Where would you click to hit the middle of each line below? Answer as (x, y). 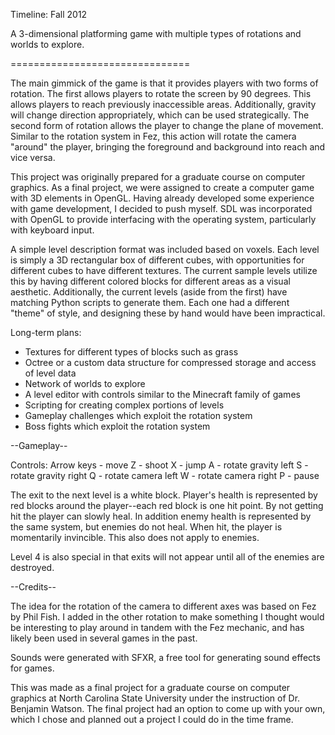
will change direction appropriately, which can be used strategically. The (160, 115)
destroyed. (32, 567)
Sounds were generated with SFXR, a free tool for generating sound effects (165, 657)
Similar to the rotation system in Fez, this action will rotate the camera (153, 136)
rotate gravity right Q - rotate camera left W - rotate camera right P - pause (165, 475)
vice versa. (33, 157)
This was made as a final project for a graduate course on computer (150, 687)
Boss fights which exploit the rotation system (117, 426)
